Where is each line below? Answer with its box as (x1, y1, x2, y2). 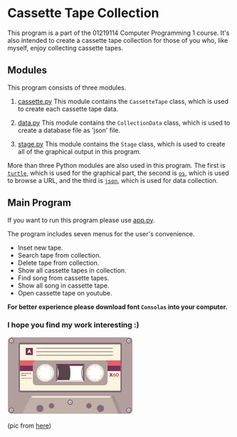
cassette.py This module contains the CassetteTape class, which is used (17, 97, 229, 105)
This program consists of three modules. (7, 83, 127, 92)
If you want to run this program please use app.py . (7, 216, 155, 224)
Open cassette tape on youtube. (17, 288, 112, 297)
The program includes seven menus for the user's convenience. (7, 229, 195, 238)
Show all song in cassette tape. (17, 281, 110, 290)
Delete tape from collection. (17, 258, 100, 267)
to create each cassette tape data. (17, 105, 119, 113)
